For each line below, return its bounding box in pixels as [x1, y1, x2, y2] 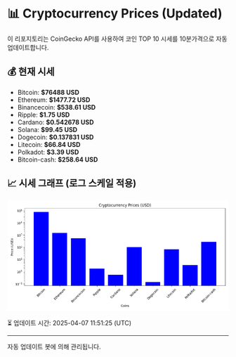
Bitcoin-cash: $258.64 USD [17, 155, 98, 164]
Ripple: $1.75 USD [17, 110, 70, 119]
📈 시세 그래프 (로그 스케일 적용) [7, 177, 137, 190]
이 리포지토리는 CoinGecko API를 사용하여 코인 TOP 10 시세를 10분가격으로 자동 [7, 34, 228, 43]
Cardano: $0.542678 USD [17, 117, 94, 126]
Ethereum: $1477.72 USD [17, 96, 91, 104]
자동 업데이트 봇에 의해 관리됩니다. [7, 342, 101, 351]
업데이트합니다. [7, 43, 49, 51]
